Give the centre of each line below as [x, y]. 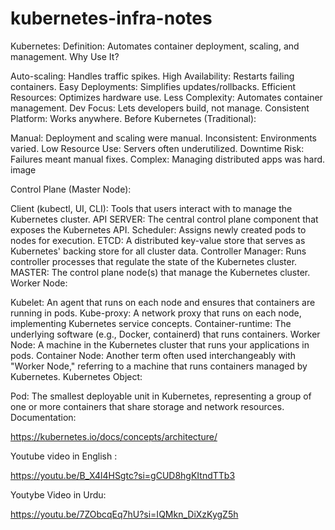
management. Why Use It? [65, 56]
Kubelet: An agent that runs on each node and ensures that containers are [163, 302]
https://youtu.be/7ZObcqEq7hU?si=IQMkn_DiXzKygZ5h [124, 514]
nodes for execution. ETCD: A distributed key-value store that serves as [158, 240]
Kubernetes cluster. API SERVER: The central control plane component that [164, 219]
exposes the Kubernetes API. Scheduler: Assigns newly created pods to [158, 229]
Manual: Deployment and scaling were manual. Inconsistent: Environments [163, 138]
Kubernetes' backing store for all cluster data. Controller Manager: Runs [158, 251]
